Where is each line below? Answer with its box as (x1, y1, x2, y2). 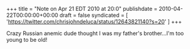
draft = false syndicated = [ (59, 11, 128, 19)
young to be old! (6, 36, 48, 43)
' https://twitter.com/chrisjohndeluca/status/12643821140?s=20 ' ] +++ (6, 18, 182, 25)
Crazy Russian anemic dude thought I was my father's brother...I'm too (6, 30, 185, 37)
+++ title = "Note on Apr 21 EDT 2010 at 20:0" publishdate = (6, 5, 158, 12)
